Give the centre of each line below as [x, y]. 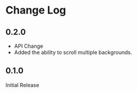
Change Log [36, 10]
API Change [29, 46]
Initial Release [22, 85]
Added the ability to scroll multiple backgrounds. [73, 52]
